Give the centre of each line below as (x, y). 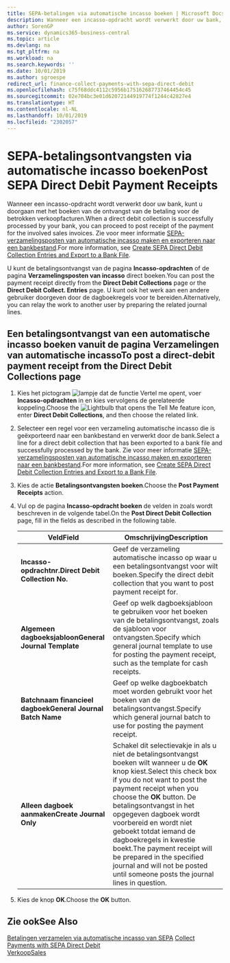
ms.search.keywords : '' (41, 65)
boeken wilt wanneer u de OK (160, 763)
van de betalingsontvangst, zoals (166, 620)
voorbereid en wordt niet (152, 823)
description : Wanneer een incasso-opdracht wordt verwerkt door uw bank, (115, 20)
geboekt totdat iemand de (154, 831)
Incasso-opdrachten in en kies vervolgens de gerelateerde (101, 401)
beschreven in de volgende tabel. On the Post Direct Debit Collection (114, 513)
